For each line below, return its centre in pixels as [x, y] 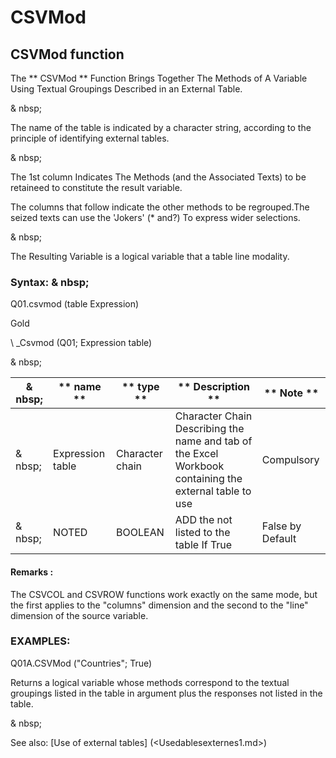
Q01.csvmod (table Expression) [75, 304]
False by [281, 526]
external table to [213, 491]
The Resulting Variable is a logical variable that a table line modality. [150, 256]
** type [140, 387]
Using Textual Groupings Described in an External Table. [126, 89]
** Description [214, 387]
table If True [203, 545]
